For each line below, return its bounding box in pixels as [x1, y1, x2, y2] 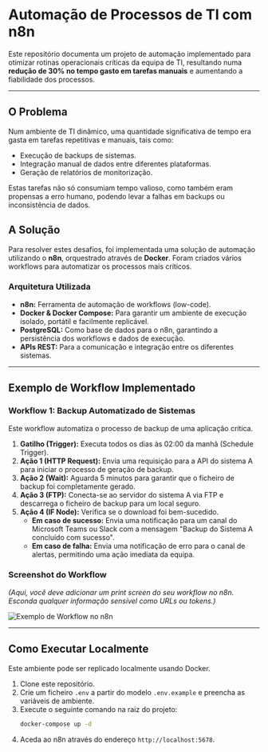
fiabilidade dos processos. [8, 74, 96, 84]
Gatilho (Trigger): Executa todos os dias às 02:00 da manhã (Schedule [19, 438, 254, 449]
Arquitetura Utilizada [8, 282, 91, 293]
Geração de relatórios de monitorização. [19, 167, 153, 177]
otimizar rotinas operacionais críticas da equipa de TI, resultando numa [8, 58, 242, 67]
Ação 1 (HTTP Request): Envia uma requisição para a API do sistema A [19, 456, 254, 466]
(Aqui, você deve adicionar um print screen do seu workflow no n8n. [8, 587, 235, 597]
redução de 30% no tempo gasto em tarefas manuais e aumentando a [8, 66, 243, 75]
